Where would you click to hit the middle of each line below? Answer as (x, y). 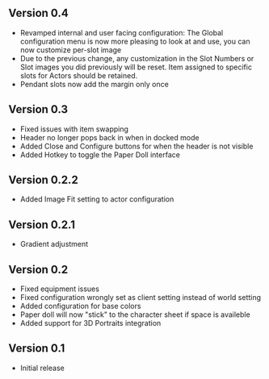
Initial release (42, 368)
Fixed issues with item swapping (74, 129)
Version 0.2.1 (42, 225)
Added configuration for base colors (80, 306)
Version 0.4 (38, 13)
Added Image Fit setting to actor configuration (97, 199)
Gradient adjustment (54, 244)
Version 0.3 (38, 109)
